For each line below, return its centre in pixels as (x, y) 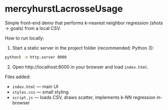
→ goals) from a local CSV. (33, 28)
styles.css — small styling (40, 92)
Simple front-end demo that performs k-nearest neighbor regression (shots (84, 23)
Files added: (18, 77)
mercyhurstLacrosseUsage (64, 9)
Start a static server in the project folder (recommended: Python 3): (83, 48)
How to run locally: (25, 38)
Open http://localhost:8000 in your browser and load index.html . (80, 67)
